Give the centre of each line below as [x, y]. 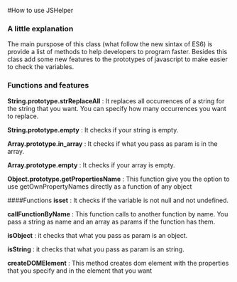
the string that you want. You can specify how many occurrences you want [117, 108]
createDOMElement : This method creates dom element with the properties [118, 263]
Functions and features [48, 85]
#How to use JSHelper [40, 10]
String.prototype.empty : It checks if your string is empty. [93, 130]
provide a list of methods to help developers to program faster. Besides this [117, 52]
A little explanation [40, 28]
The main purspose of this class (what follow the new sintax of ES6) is [110, 44]
